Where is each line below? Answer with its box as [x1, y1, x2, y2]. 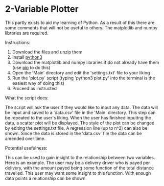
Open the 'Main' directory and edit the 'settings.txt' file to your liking [12, 70, 150, 75]
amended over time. [5, 136, 46, 141]
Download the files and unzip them [12, 49, 83, 55]
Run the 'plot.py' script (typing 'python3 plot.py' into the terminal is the [12, 75, 155, 81]
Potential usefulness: [5, 145, 47, 151]
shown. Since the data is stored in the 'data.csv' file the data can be [5, 130, 142, 136]
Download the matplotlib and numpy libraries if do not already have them [12, 59, 159, 65]
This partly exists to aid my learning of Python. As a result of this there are [5, 20, 155, 25]
